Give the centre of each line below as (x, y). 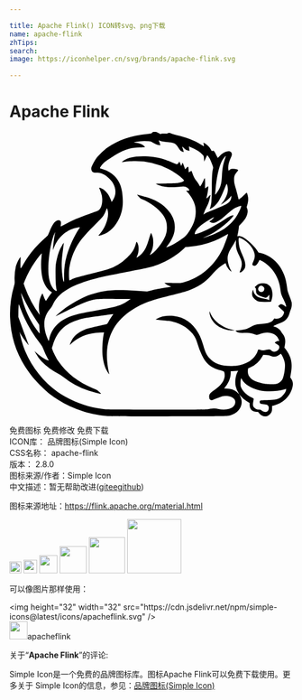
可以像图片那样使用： (49, 589)
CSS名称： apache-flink (54, 453)
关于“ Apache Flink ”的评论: (59, 655)
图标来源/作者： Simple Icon (60, 476)
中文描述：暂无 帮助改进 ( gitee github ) (77, 487)
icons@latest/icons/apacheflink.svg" (78, 617)
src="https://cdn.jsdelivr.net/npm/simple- (200, 607)
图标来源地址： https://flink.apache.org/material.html (106, 506)
